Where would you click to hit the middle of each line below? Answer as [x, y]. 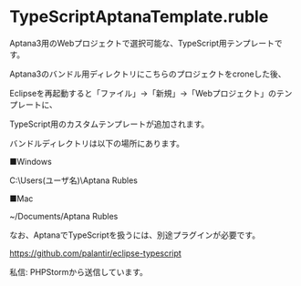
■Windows [31, 161]
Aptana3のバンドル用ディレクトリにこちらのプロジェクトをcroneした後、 [148, 74]
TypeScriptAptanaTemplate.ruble [139, 17]
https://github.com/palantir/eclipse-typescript [96, 253]
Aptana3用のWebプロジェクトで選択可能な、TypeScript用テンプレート [142, 43]
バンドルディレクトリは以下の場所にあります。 [97, 143]
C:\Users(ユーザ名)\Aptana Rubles [74, 180]
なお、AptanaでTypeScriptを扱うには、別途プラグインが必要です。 [135, 235]
